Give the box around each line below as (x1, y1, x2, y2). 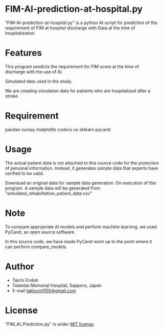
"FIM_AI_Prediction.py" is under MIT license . (5, 321, 95, 327)
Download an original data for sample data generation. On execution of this (5, 180, 157, 186)
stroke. (5, 93, 19, 99)
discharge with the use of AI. (5, 69, 63, 75)
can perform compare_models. (5, 244, 68, 249)
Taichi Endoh (12, 277, 39, 283)
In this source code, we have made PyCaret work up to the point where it (5, 238, 152, 244)
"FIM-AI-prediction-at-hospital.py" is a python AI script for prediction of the (5, 20, 158, 26)
